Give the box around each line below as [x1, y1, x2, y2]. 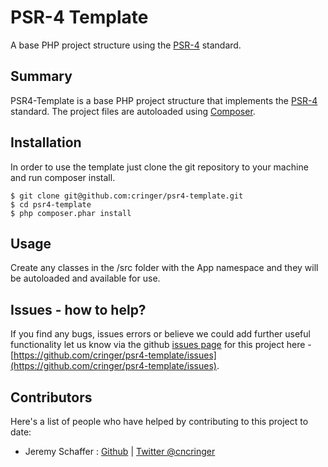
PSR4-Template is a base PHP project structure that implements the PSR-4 [10, 94, 318, 106]
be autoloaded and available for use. [10, 272, 161, 285]
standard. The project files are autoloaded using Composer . [10, 105, 256, 117]
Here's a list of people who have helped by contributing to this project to [10, 416, 309, 427]
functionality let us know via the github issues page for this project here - [10, 339, 312, 351]
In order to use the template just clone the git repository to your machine [10, 161, 309, 173]
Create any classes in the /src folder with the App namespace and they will [10, 262, 319, 274]
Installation [10, 134, 82, 151]
